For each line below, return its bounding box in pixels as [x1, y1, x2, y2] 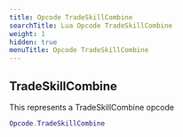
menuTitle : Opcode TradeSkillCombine [9, 46, 149, 55]
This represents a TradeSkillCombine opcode [9, 102, 175, 112]
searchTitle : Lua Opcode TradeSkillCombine [9, 21, 173, 30]
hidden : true [9, 37, 58, 47]
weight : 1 [9, 29, 46, 38]
